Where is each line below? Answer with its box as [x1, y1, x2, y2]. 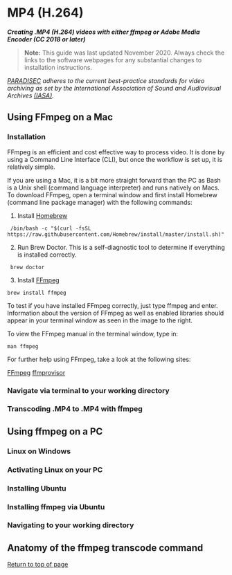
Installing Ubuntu [7, 483, 67, 493]
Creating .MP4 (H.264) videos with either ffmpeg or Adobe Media [7, 28, 200, 36]
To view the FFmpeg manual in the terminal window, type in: [7, 329, 179, 338]
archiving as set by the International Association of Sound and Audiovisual [7, 84, 222, 92]
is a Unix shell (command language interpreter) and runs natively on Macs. [7, 183, 220, 192]
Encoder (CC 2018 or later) [7, 35, 86, 43]
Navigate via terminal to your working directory [7, 385, 170, 395]
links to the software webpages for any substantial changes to [24, 55, 202, 64]
